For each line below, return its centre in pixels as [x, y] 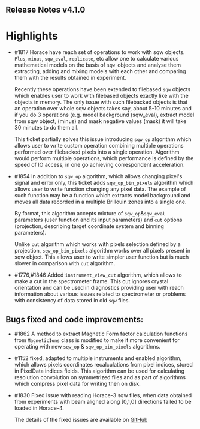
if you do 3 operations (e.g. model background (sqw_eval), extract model [104, 115]
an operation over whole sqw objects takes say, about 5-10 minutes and [103, 109]
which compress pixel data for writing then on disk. [78, 384]
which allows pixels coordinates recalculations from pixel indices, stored [103, 365]
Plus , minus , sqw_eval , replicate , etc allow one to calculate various [96, 59]
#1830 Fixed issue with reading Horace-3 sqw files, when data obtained [103, 395]
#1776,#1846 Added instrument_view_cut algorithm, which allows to [98, 275]
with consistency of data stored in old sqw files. [72, 301]
